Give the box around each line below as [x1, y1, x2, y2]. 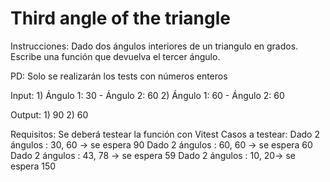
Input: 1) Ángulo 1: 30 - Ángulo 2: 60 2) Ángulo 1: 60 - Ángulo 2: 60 [10, 89, 285, 101]
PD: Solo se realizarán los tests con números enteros [10, 70, 228, 82]
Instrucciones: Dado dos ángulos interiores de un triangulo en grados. [10, 40, 299, 52]
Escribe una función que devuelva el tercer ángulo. [10, 50, 221, 62]
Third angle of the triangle [10, 7, 232, 30]
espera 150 [10, 160, 57, 172]
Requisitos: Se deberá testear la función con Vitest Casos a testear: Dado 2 [10, 128, 320, 140]
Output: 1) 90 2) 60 [10, 108, 89, 121]
